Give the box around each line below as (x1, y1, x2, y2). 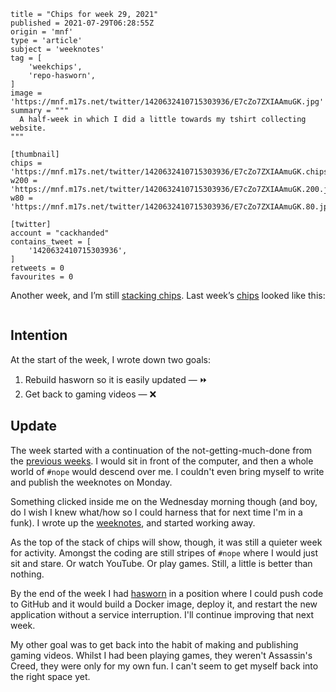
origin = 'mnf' (10, 27, 74, 37)
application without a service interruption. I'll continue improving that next (10, 608, 315, 620)
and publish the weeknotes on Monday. (10, 476, 173, 488)
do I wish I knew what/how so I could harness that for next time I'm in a (10, 506, 303, 518)
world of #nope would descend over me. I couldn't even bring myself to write (10, 465, 325, 477)
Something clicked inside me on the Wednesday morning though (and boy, (10, 495, 318, 507)
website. (10, 123, 47, 133)
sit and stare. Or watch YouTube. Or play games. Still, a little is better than (10, 557, 313, 569)
